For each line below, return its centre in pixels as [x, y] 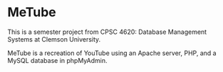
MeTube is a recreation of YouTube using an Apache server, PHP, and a [112, 53]
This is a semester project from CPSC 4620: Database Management [107, 32]
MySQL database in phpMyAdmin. [57, 60]
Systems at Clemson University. [54, 39]
